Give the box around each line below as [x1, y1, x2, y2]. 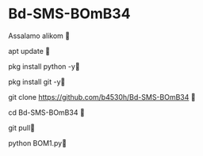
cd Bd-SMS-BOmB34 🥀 [8, 108, 85, 117]
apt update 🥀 [8, 46, 50, 55]
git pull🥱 [8, 123, 36, 132]
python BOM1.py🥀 [8, 138, 67, 147]
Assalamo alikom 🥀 [8, 31, 70, 40]
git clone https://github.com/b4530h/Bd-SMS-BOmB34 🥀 [8, 92, 196, 101]
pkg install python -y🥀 [8, 61, 81, 71]
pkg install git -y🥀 [8, 77, 66, 86]
